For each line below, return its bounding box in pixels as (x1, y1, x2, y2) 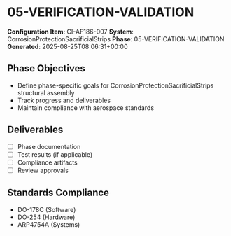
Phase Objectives (7, 62, 85, 74)
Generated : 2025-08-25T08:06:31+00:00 (7, 42, 128, 50)
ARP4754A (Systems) (17, 220, 80, 228)
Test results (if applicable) (17, 150, 93, 158)
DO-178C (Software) (17, 205, 76, 214)
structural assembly (17, 88, 75, 97)
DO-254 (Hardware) (17, 213, 76, 221)
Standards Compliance (7, 187, 110, 199)
